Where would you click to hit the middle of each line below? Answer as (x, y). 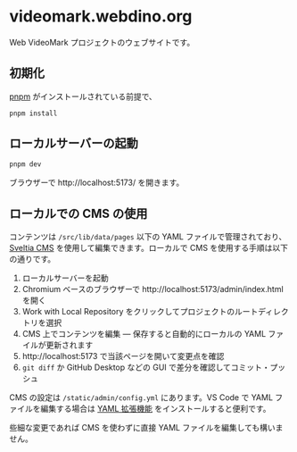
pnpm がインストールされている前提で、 (83, 96)
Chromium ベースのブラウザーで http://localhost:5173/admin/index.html (153, 289)
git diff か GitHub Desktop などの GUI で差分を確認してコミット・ (146, 367)
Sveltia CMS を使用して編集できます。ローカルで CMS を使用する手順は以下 (148, 248)
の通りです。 (33, 259)
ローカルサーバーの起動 (74, 143)
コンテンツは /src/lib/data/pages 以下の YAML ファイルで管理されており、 (148, 237)
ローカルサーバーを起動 (65, 278)
